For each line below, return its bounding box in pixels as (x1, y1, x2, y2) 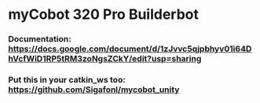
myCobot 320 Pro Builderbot (8, 6, 199, 24)
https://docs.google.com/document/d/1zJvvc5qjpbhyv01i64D (8, 43, 252, 54)
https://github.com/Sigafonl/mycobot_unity (8, 84, 180, 95)
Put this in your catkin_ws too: (8, 75, 126, 86)
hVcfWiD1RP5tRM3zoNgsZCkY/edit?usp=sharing (8, 53, 202, 64)
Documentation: (8, 34, 72, 45)
